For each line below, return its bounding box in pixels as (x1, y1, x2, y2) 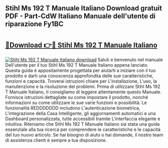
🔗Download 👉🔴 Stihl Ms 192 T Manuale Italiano (5, 40, 158, 50)
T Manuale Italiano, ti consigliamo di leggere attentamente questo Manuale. (5, 89, 161, 95)
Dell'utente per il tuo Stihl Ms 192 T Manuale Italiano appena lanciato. (5, 62, 149, 68)
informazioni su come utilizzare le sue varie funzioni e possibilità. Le (5, 100, 147, 106)
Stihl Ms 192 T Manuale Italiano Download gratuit (5, 4, 162, 13)
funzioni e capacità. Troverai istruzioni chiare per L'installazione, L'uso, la (5, 78, 157, 84)
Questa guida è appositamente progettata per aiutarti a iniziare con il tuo (5, 68, 156, 73)
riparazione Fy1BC (5, 20, 64, 28)
